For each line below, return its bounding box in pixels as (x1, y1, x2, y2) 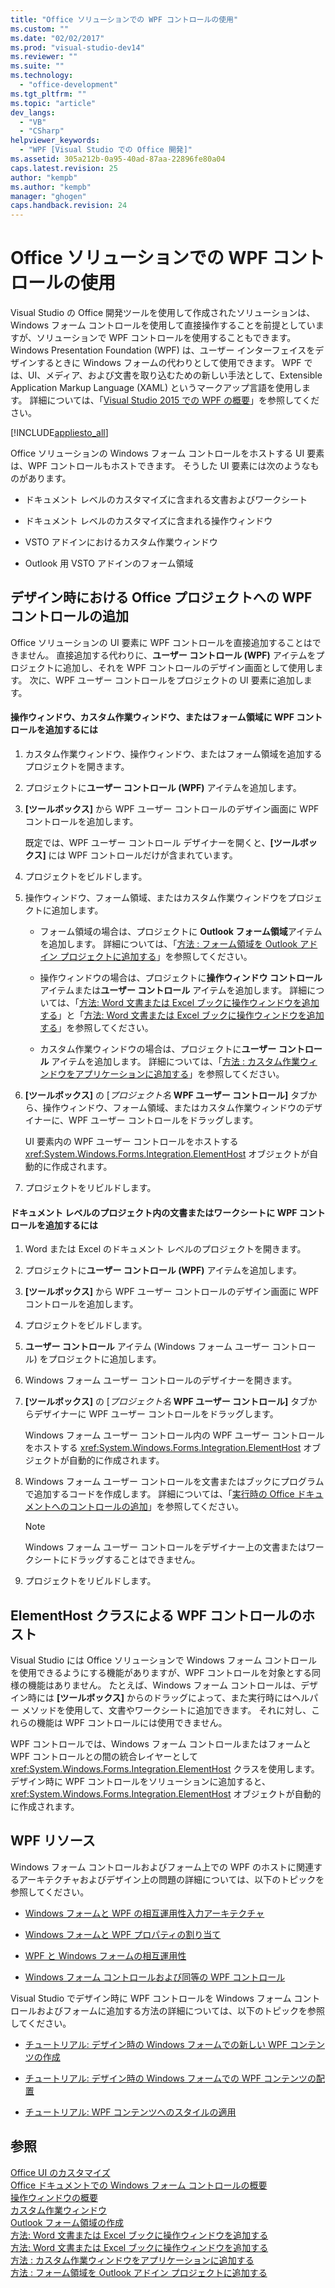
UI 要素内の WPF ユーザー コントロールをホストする (24, 1136, 239, 1148)
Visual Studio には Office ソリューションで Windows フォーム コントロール (10, 1654, 318, 1666)
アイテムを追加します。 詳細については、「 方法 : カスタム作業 (51, 1056, 300, 1068)
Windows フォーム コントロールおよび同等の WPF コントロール (24, 1971, 286, 1983)
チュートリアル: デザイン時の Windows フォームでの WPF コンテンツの (24, 2072, 317, 2084)
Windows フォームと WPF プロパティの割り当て (24, 1928, 222, 1940)
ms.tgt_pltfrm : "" (10, 89, 87, 99)
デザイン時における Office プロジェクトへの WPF (10, 589, 313, 606)
